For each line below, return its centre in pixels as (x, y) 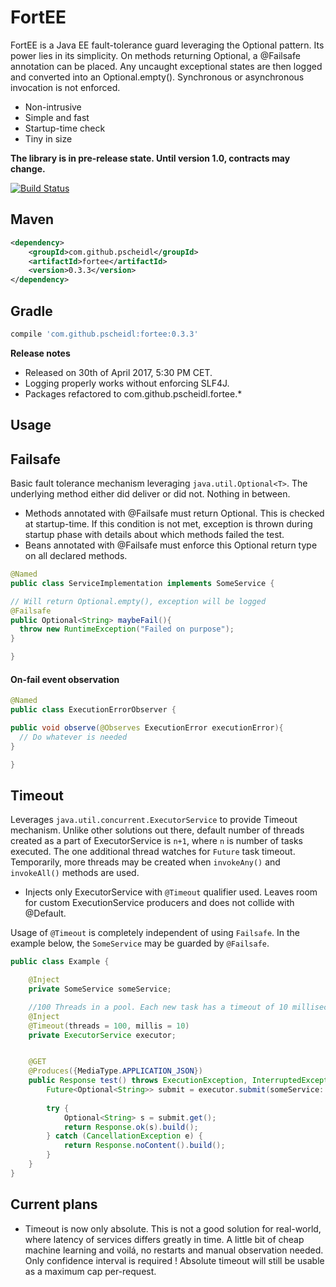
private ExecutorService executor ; (102, 1035)
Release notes (40, 353)
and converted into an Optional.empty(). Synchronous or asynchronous (157, 77)
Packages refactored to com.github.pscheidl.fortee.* (133, 393)
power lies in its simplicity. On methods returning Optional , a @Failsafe (155, 55)
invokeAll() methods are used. (75, 873)
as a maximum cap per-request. (90, 1271)
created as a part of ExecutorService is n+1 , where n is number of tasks (156, 841)
